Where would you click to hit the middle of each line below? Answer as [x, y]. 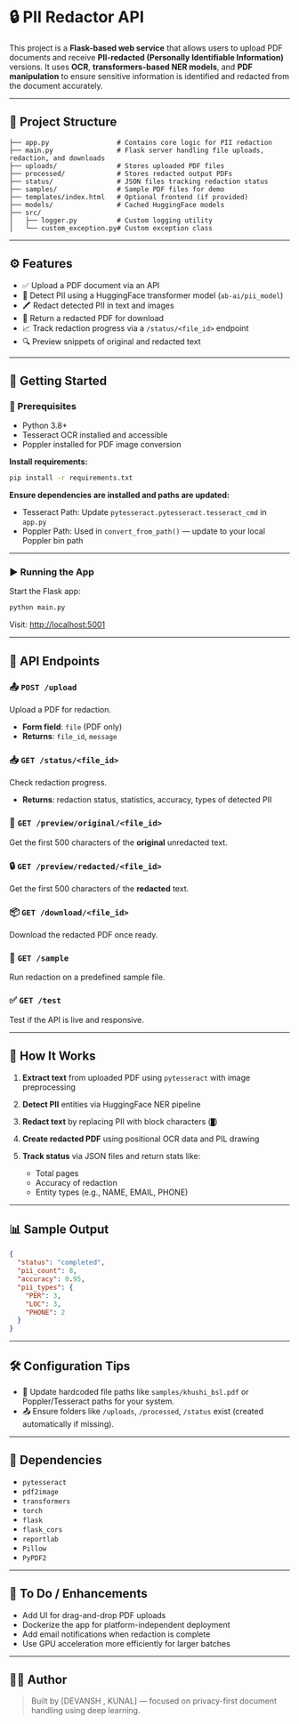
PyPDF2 [34, 1558]
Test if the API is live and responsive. [77, 1019]
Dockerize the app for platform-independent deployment [126, 1624]
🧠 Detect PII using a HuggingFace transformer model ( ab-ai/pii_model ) [153, 295]
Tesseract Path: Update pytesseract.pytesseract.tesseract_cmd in [144, 512]
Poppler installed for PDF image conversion [101, 445]
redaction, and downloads [57, 158]
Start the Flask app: [45, 592]
